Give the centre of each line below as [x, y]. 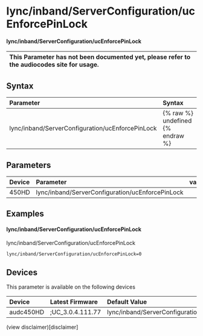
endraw [173, 136]
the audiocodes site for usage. [54, 65]
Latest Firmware [74, 302]
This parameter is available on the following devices [71, 287]
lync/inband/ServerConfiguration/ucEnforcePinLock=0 [74, 254]
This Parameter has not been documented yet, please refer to [100, 57]
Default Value [127, 302]
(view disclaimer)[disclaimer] [42, 327]
